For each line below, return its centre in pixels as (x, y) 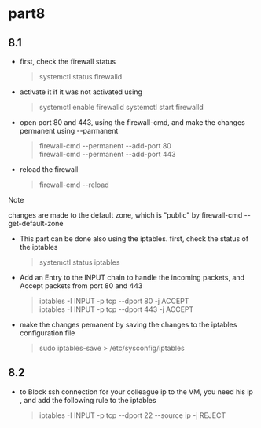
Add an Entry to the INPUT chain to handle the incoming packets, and (132, 277)
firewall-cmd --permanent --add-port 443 (107, 154)
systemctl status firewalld (81, 77)
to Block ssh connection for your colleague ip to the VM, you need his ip (136, 391)
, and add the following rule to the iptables (88, 400)
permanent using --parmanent (69, 131)
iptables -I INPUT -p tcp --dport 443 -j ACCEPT (116, 309)
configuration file (47, 333)
